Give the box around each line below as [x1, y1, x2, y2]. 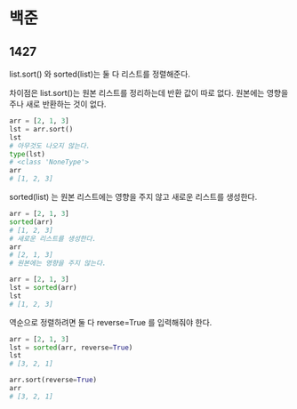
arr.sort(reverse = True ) [9, 375, 98, 385]
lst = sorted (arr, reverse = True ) [9, 343, 133, 352]
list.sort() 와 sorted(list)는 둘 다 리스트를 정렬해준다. [9, 68, 191, 79]
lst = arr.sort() [9, 124, 74, 133]
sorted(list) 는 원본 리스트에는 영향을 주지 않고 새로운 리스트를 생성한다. [9, 192, 258, 202]
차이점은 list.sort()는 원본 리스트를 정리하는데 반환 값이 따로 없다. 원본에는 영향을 [9, 88, 289, 98]
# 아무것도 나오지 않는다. [9, 141, 91, 150]
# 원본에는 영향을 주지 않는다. [9, 259, 107, 268]
